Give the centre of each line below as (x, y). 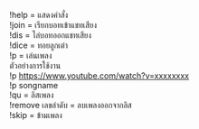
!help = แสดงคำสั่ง (39, 15)
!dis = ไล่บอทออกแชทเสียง (51, 35)
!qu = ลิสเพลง (32, 95)
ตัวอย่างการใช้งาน (35, 65)
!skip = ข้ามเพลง (36, 115)
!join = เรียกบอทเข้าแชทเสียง (53, 25)
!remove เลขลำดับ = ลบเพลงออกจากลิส (71, 105)
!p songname (34, 85)
